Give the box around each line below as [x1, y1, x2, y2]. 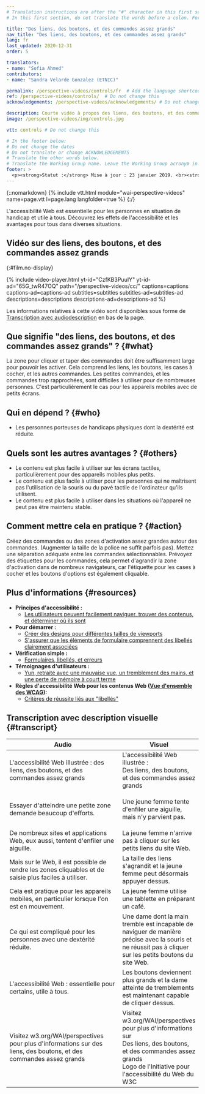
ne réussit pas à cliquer [121, 943, 189, 951]
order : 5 [6, 48, 29, 55]
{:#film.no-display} [6, 264, 54, 271]
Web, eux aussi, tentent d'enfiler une [9, 837, 115, 845]
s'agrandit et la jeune [121, 862, 183, 870]
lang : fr [6, 37, 29, 43]
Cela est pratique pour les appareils [9, 887, 112, 896]
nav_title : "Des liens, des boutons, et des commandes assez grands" [6, 31, 187, 37]
